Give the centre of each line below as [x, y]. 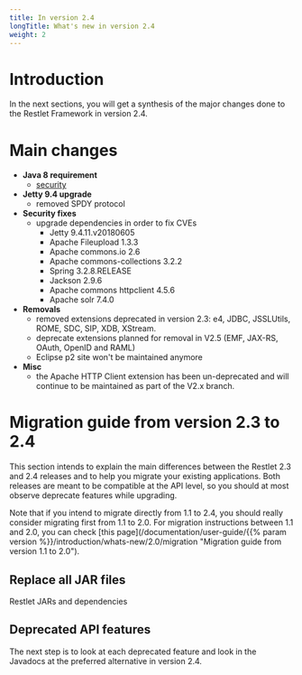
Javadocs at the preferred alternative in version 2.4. [106, 661]
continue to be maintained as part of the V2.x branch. [135, 386]
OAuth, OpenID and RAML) [86, 347]
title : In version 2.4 [52, 18]
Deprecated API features [80, 629]
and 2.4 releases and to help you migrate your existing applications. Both [145, 476]
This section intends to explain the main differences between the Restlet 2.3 [150, 467]
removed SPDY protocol [81, 204]
